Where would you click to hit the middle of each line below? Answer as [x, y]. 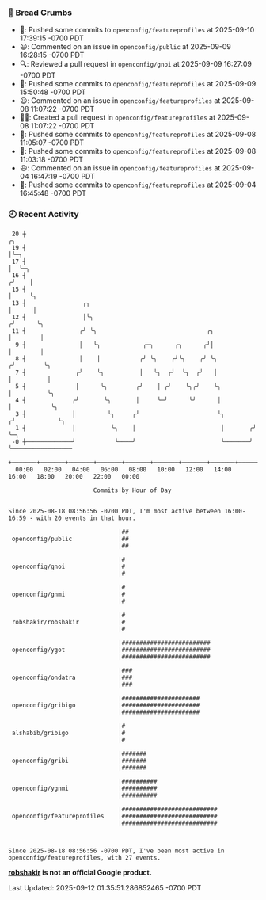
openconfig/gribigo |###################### [106, 705]
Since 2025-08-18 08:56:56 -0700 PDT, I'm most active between [115, 511]
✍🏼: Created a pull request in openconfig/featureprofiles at [118, 117]
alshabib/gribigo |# [68, 733]
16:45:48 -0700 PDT [53, 193]
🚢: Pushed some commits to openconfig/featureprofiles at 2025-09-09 [138, 84]
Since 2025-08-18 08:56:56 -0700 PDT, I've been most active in [116, 851]
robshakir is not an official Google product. [80, 872]
